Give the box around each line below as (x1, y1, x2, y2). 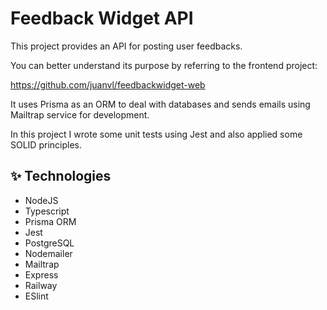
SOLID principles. (10, 138, 82, 151)
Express (24, 268, 59, 281)
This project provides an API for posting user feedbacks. (10, 40, 243, 52)
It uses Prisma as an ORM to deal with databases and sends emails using (10, 98, 311, 110)
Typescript (24, 205, 70, 217)
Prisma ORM (24, 215, 77, 227)
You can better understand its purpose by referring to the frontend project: (10, 59, 318, 71)
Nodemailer (24, 247, 73, 259)
